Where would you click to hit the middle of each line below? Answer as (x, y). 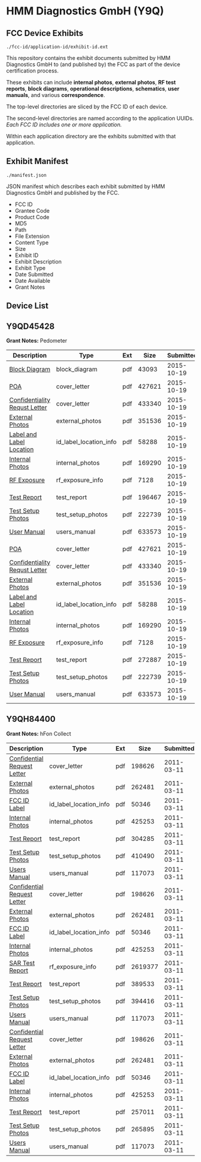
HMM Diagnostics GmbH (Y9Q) (85, 11)
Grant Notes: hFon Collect (39, 733)
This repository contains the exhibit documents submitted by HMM (88, 58)
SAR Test (22, 963)
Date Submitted (34, 274)
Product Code (32, 217)
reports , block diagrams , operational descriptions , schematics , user (93, 89)
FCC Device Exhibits (45, 33)
